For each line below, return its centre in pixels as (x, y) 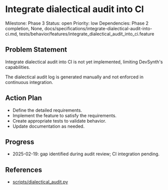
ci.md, (12, 34)
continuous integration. (29, 82)
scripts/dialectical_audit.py (40, 182)
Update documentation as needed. (48, 126)
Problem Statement (36, 50)
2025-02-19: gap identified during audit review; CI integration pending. (86, 154)
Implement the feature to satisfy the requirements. (64, 115)
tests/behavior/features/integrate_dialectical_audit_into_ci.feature (87, 34)
